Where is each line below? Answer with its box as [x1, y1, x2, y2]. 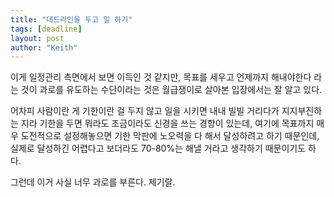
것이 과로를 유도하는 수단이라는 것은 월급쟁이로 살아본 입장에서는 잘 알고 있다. [20, 84, 323, 96]
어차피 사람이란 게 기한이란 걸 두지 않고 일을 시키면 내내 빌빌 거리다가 [10, 105, 280, 117]
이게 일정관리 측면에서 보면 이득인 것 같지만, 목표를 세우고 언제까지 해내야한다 [10, 71, 312, 83]
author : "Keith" [10, 42, 78, 53]
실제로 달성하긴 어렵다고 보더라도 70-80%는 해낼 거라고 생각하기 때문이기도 [10, 142, 307, 155]
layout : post [10, 33, 65, 43]
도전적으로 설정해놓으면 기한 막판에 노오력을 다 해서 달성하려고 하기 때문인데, [20, 130, 320, 142]
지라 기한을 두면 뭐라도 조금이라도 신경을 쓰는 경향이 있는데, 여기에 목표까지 [20, 117, 315, 130]
